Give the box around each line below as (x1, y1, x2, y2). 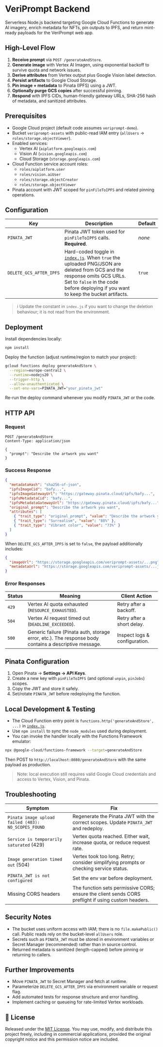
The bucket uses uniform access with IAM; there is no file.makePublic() (12, 926, 158, 932)
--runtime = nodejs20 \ (9, 372, 53, 377)
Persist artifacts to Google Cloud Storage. (12, 77, 97, 83)
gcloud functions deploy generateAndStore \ (5, 364, 97, 369)
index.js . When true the (64, 255, 120, 261)
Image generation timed (7, 856, 63, 862)
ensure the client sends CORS (72, 890, 141, 897)
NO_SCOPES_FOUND (7, 824, 45, 830)
